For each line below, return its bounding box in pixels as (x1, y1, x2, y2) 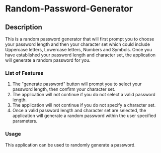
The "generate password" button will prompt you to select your (12, 81, 142, 87)
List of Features (5, 69, 44, 76)
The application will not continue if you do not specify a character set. (12, 102, 156, 108)
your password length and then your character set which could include (5, 41, 150, 47)
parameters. (12, 118, 38, 124)
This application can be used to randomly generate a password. (5, 142, 136, 148)
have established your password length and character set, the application (5, 52, 156, 58)
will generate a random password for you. (5, 57, 90, 63)
